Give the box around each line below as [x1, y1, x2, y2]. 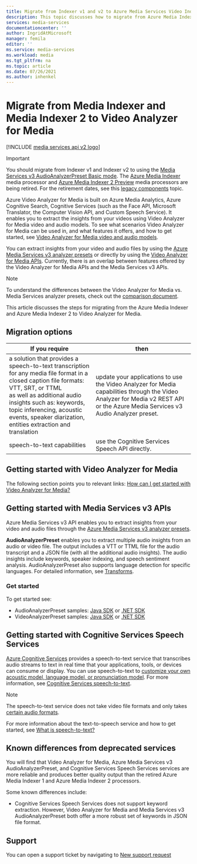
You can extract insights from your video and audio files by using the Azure [6, 245, 188, 252]
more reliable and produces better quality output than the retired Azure [6, 771, 178, 778]
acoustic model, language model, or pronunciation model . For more [6, 673, 169, 681]
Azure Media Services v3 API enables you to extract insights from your [6, 519, 177, 526]
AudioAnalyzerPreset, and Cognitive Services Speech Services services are [6, 765, 189, 772]
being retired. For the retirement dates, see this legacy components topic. [6, 185, 184, 192]
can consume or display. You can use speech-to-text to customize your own [6, 667, 191, 674]
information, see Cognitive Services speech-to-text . [6, 679, 132, 686]
